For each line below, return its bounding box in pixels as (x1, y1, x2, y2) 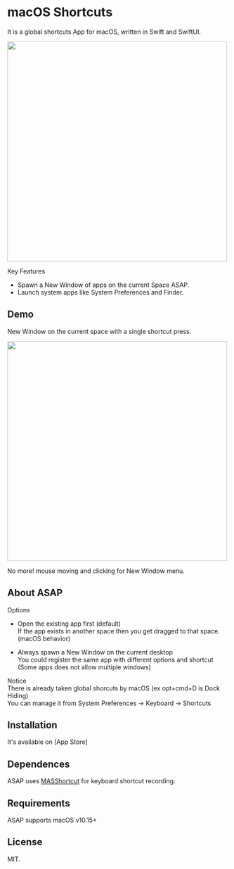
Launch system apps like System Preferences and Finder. (17, 288, 184, 296)
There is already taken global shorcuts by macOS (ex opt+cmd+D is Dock (7, 683, 220, 693)
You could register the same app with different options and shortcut (17, 655, 214, 664)
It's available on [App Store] (7, 738, 88, 746)
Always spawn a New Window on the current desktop (17, 648, 174, 656)
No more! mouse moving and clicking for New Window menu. (7, 567, 185, 575)
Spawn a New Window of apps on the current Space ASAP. (17, 281, 190, 289)
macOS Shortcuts (7, 4, 113, 20)
